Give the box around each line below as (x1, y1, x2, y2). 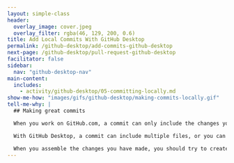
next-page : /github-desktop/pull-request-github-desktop (7, 49, 176, 56)
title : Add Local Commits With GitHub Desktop (7, 36, 145, 43)
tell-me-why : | (7, 101, 52, 108)
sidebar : (7, 62, 33, 69)
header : (7, 17, 30, 24)
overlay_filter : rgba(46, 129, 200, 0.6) (13, 29, 136, 37)
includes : (13, 81, 42, 88)
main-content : (7, 75, 49, 82)
